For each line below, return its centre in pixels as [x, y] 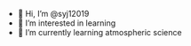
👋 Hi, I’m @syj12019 [53, 14]
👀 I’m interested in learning [67, 23]
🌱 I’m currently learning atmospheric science [99, 32]
